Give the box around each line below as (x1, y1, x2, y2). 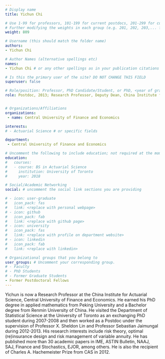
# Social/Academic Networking (5, 182, 67, 187)
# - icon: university (5, 223, 50, 229)
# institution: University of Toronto (5, 169, 93, 174)
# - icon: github (5, 209, 41, 214)
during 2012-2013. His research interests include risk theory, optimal (5, 328, 143, 334)
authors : (5, 43, 23, 48)
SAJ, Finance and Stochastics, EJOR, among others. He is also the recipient (5, 344, 158, 350)
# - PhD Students (5, 269, 41, 274)
